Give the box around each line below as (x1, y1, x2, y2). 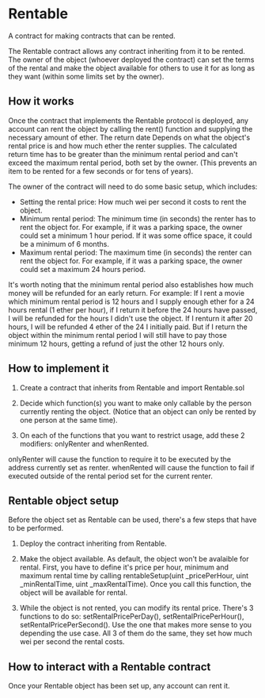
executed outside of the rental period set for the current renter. (8, 471, 214, 481)
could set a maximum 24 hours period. (19, 264, 146, 274)
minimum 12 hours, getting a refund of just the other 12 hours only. (8, 339, 225, 348)
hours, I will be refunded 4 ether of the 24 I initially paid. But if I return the (8, 322, 248, 332)
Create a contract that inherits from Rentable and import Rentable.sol (19, 382, 245, 393)
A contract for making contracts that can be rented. (8, 31, 176, 40)
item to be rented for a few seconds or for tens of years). (8, 166, 194, 175)
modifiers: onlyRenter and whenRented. (19, 439, 150, 448)
